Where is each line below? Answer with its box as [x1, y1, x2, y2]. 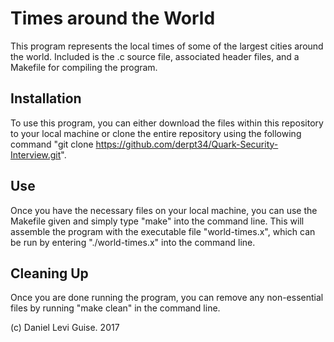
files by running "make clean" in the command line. [10, 302, 221, 314]
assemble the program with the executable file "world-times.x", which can [10, 225, 316, 237]
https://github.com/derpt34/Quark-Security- [95, 138, 279, 150]
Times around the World [10, 7, 216, 30]
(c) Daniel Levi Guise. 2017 [10, 322, 120, 334]
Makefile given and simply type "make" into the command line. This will [10, 215, 305, 227]
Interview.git [10, 148, 62, 161]
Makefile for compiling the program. [10, 61, 158, 73]
